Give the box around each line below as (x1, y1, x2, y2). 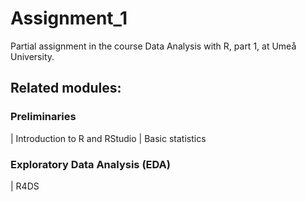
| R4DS (10, 180, 40, 192)
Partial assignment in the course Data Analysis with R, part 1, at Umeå (10, 40, 297, 52)
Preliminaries (10, 110, 77, 124)
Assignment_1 (10, 7, 128, 30)
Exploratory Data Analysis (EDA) (10, 157, 171, 171)
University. (10, 50, 55, 62)
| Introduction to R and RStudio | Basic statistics (10, 132, 207, 144)
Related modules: (10, 80, 122, 97)
